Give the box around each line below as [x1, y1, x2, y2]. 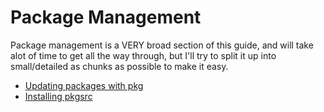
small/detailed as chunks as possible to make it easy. [10, 60, 229, 72]
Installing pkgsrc [24, 90, 93, 102]
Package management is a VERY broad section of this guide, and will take [10, 39, 314, 51]
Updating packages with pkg [24, 79, 144, 91]
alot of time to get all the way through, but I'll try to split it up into [10, 49, 277, 61]
